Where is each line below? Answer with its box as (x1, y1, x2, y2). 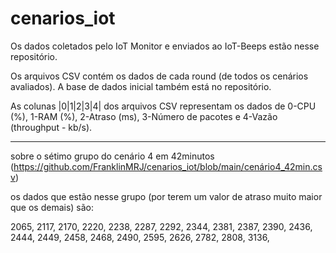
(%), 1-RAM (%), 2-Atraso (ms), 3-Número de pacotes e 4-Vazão (10, 110, 278, 122)
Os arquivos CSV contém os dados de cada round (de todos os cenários (10, 70, 309, 82)
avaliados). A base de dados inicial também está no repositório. (10, 80, 272, 92)
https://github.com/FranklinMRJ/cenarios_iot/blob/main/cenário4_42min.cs (13, 160, 323, 172)
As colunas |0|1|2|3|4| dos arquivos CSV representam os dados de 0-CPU (10, 100, 317, 112)
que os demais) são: (10, 201, 95, 213)
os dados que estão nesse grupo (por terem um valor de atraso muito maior (10, 190, 323, 202)
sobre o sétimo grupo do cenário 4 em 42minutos (10, 150, 215, 162)
